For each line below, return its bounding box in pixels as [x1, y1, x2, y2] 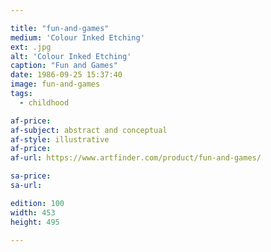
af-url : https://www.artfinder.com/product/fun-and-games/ [10, 153, 262, 163]
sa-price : [10, 171, 52, 181]
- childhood [19, 97, 70, 108]
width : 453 [10, 207, 56, 218]
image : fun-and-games [10, 79, 101, 90]
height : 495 [10, 217, 60, 227]
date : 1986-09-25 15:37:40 [10, 70, 123, 80]
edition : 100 [10, 198, 65, 208]
